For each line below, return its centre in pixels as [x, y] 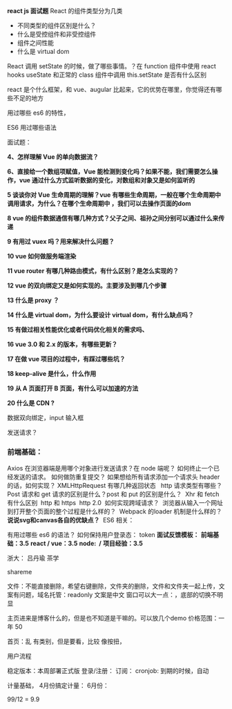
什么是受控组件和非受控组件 [57, 34]
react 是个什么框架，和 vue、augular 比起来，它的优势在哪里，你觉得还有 [112, 89]
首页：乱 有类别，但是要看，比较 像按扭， [66, 641]
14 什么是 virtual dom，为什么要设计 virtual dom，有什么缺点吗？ [101, 315]
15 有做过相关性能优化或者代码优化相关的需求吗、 [78, 330]
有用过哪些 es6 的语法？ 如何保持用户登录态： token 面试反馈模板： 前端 [110, 535]
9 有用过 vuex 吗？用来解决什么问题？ [61, 242]
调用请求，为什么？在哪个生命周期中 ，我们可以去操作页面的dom [99, 204]
